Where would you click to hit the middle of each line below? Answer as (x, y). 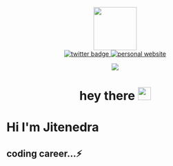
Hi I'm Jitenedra (53, 127)
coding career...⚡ (44, 153)
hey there (108, 96)
